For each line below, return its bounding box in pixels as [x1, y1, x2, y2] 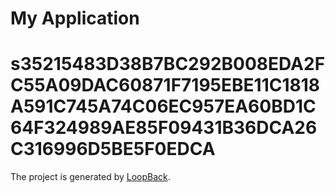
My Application [10, 7, 140, 30]
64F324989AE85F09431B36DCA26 [10, 117, 318, 139]
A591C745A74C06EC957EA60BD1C [10, 95, 317, 118]
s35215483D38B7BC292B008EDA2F [10, 53, 326, 76]
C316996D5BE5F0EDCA [10, 138, 216, 161]
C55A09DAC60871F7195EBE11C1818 [10, 74, 321, 97]
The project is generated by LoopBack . [10, 171, 171, 183]
